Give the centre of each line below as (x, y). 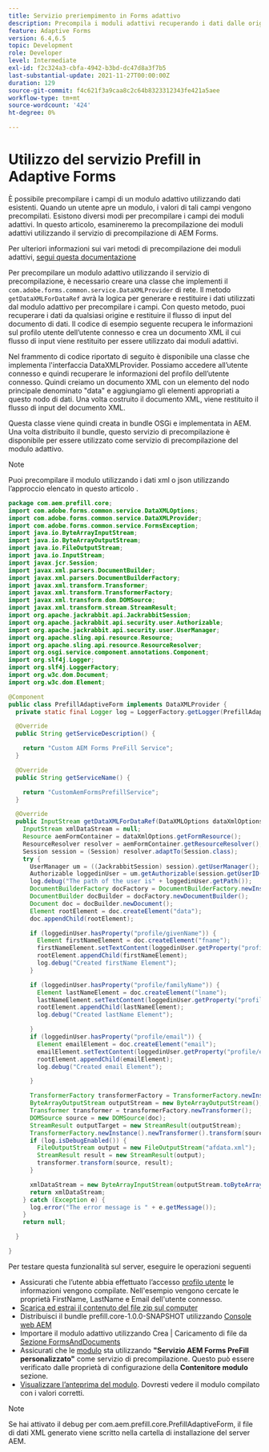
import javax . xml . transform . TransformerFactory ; (91, 593)
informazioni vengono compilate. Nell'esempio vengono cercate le (129, 1291)
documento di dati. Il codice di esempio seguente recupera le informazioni (131, 324)
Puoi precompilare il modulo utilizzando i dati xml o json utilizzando (119, 479)
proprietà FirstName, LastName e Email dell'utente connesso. (121, 1299)
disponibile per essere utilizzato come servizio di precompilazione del (123, 440)
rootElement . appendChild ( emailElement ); (105, 1059)
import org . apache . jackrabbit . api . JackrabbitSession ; (100, 615)
